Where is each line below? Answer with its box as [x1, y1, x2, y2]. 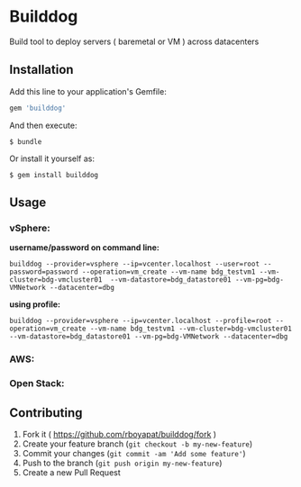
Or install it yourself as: [9, 153, 95, 164]
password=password [9, 267, 78, 276]
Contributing [9, 405, 83, 420]
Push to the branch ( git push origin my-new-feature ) [22, 457, 223, 468]
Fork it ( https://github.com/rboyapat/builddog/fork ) [22, 428, 217, 439]
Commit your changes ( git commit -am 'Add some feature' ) [22, 447, 246, 458]
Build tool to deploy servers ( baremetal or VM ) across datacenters [9, 36, 260, 47]
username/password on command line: [9, 242, 160, 253]
